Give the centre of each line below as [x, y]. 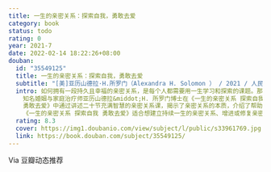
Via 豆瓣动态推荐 [36, 160]
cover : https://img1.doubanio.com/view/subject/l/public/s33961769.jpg [139, 128]
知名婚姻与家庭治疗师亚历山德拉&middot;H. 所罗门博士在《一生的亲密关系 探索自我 [144, 99]
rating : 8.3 [36, 121]
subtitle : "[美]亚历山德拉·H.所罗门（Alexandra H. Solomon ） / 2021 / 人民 [140, 83]
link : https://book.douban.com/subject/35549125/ [100, 136]
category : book [34, 23]
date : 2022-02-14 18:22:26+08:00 [65, 53]
